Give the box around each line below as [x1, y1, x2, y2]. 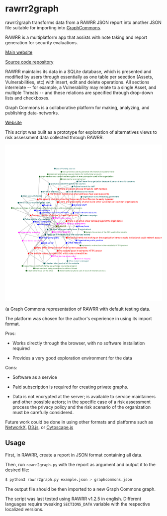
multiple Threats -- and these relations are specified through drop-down [5, 89, 153, 95]
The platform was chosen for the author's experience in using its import [5, 315, 152, 321]
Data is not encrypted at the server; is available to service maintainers [12, 393, 156, 399]
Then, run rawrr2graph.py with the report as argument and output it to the [5, 461, 156, 467]
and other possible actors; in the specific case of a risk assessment [12, 399, 151, 405]
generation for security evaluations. [5, 39, 78, 45]
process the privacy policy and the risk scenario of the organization [12, 404, 151, 410]
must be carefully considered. [12, 409, 74, 415]
